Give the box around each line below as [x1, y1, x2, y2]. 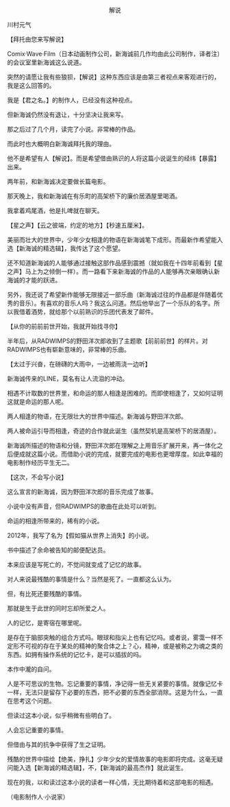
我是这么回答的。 [7, 82, 55, 89]
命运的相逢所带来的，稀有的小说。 [7, 517, 103, 525]
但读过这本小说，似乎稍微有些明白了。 [7, 712, 115, 719]
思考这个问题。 [12, 697, 55, 705]
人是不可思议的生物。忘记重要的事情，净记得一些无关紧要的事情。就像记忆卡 [7, 679, 223, 688]
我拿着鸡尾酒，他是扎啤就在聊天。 [7, 206, 103, 215]
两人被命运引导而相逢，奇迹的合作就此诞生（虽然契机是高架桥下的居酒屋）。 [7, 427, 220, 435]
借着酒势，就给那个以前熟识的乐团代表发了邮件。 [18, 308, 157, 315]
